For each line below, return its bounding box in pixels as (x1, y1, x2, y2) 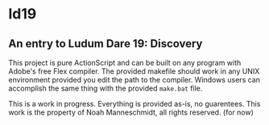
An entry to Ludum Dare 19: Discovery (8, 37, 203, 50)
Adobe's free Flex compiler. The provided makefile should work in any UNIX (8, 67, 260, 76)
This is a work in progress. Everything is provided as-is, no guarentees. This (8, 99, 261, 108)
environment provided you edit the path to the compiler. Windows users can (8, 75, 260, 84)
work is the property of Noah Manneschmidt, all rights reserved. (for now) (8, 107, 254, 117)
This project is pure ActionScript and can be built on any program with (8, 58, 242, 67)
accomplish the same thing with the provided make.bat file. (8, 83, 203, 93)
